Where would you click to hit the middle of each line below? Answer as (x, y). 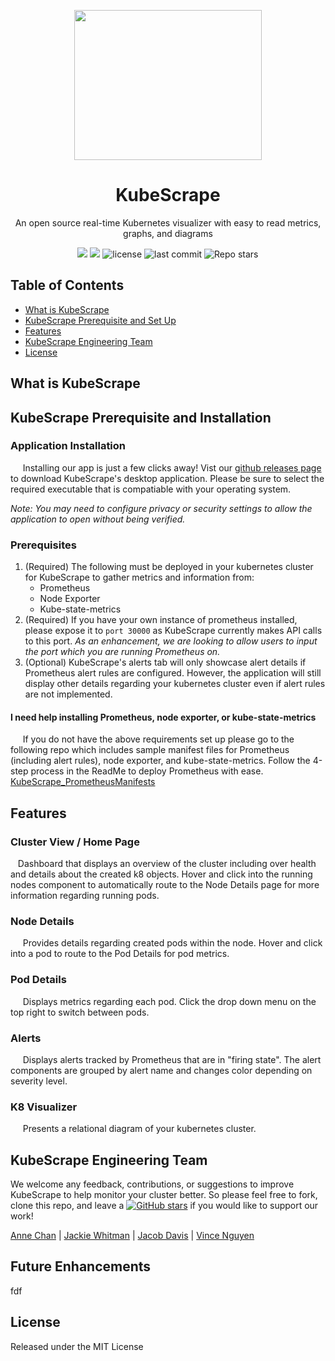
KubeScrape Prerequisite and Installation (141, 417)
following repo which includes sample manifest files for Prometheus (150, 750)
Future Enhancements (81, 1266)
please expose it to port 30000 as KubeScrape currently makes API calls (173, 631)
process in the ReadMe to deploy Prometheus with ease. (147, 771)
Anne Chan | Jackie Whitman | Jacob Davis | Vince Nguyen (132, 1236)
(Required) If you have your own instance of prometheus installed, (161, 620)
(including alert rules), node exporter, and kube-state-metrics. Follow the (160, 761)
